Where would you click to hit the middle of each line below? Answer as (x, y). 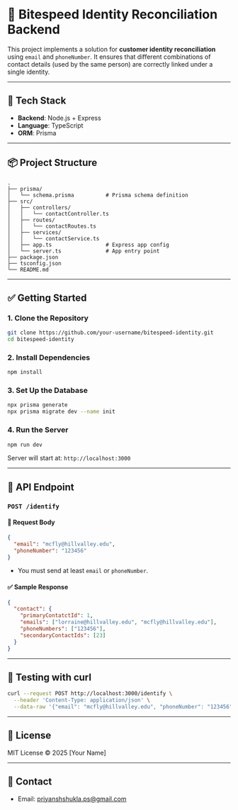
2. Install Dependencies (49, 357)
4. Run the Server (38, 430)
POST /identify (34, 506)
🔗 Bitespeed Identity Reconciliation (113, 15)
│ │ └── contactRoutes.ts (52, 226)
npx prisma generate (38, 405)
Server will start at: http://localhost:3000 (69, 458)
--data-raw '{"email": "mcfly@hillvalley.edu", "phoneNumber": (109, 707)
